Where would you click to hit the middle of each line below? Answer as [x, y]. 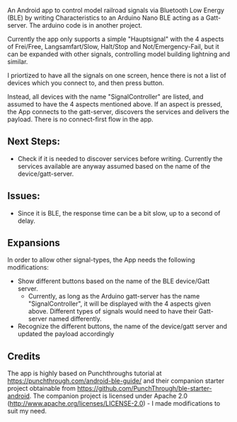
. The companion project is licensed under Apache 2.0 [109, 396]
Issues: [24, 196]
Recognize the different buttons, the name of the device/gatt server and [122, 326]
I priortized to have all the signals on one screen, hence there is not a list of [117, 75]
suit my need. [27, 411]
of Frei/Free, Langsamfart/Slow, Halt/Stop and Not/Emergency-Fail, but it [113, 46]
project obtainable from [42, 389]
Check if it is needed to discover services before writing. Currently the [120, 158]
